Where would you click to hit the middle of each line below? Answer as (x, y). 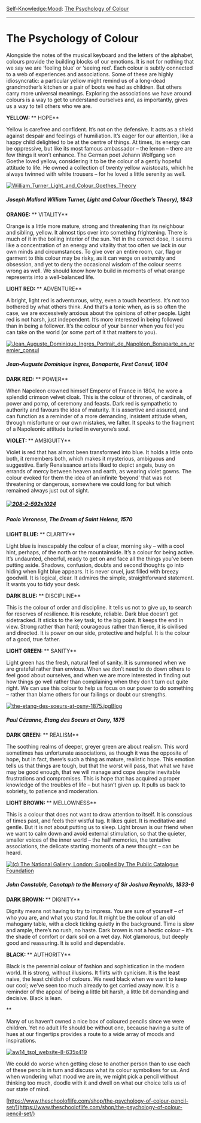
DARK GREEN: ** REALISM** (43, 735)
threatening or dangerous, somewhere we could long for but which (89, 484)
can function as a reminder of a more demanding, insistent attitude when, (97, 416)
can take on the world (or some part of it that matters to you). (82, 332)
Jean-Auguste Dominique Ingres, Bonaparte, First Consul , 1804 (87, 364)
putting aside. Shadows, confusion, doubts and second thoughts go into (95, 565)
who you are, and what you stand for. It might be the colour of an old (91, 918)
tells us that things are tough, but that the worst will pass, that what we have (100, 766)
